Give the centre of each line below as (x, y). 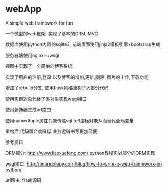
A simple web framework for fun (39, 23)
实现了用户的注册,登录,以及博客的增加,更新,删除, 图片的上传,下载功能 (77, 77)
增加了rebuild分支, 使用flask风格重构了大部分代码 (57, 88)
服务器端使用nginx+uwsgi (32, 55)
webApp (23, 9)
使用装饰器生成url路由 (28, 109)
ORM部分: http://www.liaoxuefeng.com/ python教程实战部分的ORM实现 (80, 153)
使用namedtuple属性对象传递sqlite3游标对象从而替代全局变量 (70, 120)
